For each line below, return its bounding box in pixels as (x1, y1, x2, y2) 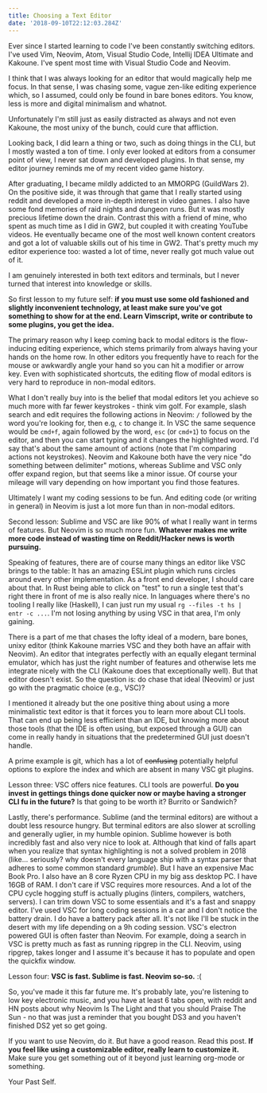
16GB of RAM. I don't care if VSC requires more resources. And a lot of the (8, 880, 252, 889)
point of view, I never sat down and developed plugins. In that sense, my (8, 154, 245, 164)
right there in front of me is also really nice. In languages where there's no (8, 591, 250, 601)
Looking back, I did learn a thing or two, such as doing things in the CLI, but (8, 138, 256, 147)
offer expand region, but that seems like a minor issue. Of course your (8, 469, 238, 478)
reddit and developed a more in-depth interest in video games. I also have (8, 196, 250, 205)
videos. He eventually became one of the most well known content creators (8, 229, 256, 239)
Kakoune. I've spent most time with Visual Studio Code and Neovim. (8, 57, 231, 68)
